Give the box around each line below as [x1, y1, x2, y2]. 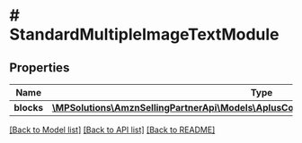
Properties [9, 60, 70, 75]
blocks [13, 102, 43, 114]
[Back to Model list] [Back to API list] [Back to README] [9, 124, 216, 135]
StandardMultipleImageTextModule [9, 24, 280, 45]
